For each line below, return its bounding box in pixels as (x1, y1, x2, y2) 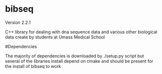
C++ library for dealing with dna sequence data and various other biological (5, 29, 158, 35)
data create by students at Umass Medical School (5, 34, 105, 40)
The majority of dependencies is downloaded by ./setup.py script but (5, 53, 144, 59)
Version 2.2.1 (5, 19, 31, 25)
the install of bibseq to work (5, 63, 61, 69)
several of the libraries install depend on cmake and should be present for (5, 58, 154, 64)
